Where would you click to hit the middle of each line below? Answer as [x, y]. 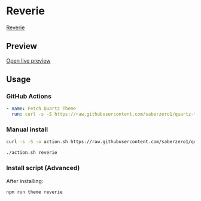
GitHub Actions [29, 97]
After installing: [25, 181]
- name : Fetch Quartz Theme [41, 109]
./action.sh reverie [32, 153]
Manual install [27, 129]
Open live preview [28, 60]
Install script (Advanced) [43, 168]
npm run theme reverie [34, 192]
